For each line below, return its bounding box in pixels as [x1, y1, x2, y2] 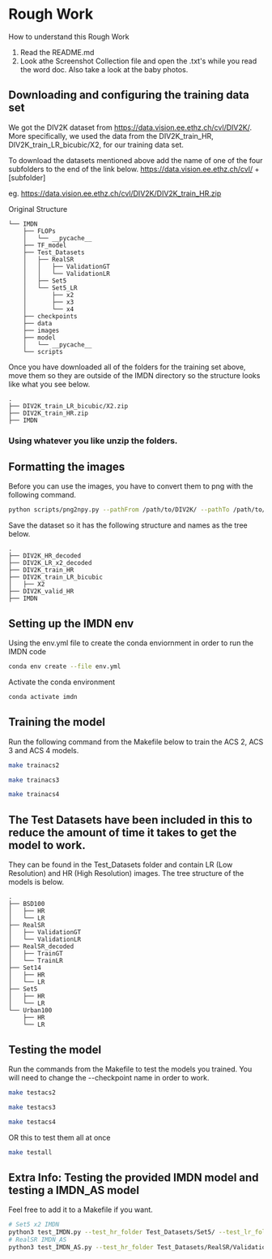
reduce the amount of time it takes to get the [8, 826, 237, 839]
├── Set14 [8, 964, 42, 972]
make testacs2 [8, 1089, 57, 1097]
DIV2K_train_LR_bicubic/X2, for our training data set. [8, 140, 185, 149]
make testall [8, 1148, 53, 1157]
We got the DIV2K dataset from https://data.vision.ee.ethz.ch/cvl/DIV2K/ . [8, 123, 253, 132]
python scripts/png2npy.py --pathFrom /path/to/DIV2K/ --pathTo [8, 506, 230, 514]
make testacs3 [8, 1103, 57, 1111]
